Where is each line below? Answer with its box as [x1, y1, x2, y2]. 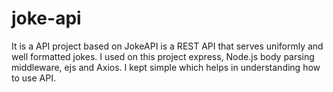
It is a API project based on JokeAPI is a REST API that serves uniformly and [11, 40, 324, 52]
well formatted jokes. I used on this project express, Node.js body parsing [11, 50, 315, 62]
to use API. [11, 72, 56, 84]
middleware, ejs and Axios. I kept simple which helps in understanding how [11, 61, 321, 73]
